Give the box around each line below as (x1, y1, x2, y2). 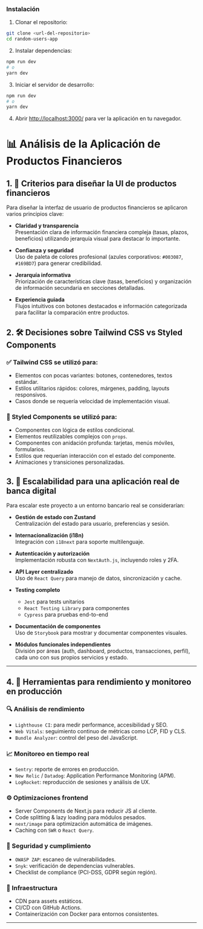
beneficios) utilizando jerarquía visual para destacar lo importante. (14, 235, 181, 243)
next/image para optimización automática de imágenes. (14, 820, 153, 828)
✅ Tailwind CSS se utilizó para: (6, 358, 98, 366)
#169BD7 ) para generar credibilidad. (14, 260, 103, 267)
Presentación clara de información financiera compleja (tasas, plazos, (14, 229, 189, 236)
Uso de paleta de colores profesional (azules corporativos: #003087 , (14, 253, 183, 261)
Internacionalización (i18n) (14, 532, 84, 539)
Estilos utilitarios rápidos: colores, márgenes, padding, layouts (14, 384, 170, 392)
